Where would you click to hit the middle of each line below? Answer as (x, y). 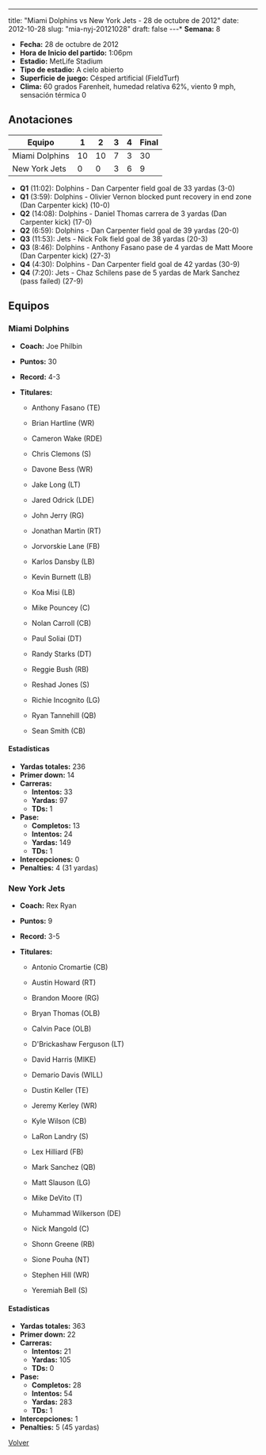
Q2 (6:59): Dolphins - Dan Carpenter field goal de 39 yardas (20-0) (129, 230)
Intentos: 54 (52, 1394)
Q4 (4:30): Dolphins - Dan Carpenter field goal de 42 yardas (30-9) (129, 264)
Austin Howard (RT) (64, 982)
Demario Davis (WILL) (67, 1075)
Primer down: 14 (47, 774)
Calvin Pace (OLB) (61, 1029)
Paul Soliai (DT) (57, 638)
